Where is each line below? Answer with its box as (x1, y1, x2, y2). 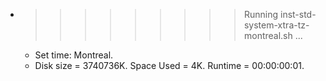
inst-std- (279, 9, 317, 20)
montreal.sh (243, 30, 293, 41)
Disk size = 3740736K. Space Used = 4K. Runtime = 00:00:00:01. (34, 60, 305, 71)
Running (243, 9, 279, 20)
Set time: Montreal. (34, 49, 114, 61)
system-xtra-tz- (243, 19, 310, 31)
